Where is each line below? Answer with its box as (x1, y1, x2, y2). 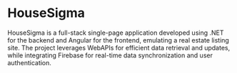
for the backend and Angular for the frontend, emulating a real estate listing (7, 35, 230, 44)
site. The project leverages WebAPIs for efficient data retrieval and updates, (7, 43, 231, 52)
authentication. (7, 58, 52, 67)
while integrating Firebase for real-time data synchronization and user (7, 51, 213, 60)
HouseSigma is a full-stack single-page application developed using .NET (7, 28, 224, 37)
